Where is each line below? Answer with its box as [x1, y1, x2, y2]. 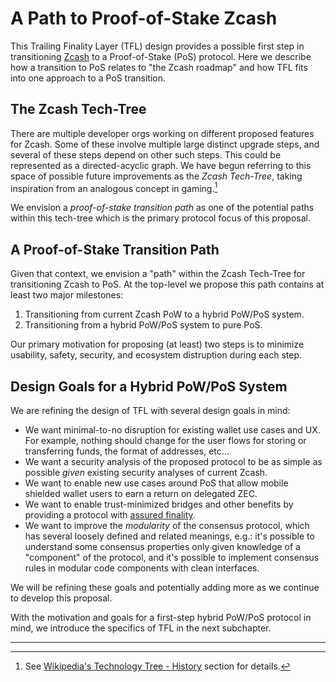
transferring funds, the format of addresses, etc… [24, 445, 230, 457]
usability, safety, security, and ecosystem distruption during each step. [10, 349, 303, 361]
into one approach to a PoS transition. [10, 72, 167, 84]
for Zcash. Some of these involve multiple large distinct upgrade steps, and [10, 138, 320, 150]
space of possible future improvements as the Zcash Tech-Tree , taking [10, 170, 303, 182]
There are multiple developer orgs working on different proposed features [10, 127, 315, 139]
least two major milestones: [10, 289, 124, 301]
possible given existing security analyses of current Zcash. [24, 467, 268, 479]
